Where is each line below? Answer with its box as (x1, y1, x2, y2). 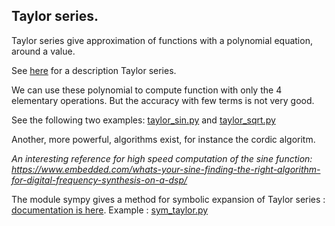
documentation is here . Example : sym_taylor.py (11, 204, 209, 216)
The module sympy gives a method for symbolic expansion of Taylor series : (11, 193, 326, 205)
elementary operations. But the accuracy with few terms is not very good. (11, 94, 315, 106)
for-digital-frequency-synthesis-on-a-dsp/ (11, 174, 188, 186)
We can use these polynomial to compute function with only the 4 (11, 84, 283, 96)
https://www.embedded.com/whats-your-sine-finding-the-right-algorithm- (11, 163, 321, 175)
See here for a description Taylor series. (11, 64, 177, 76)
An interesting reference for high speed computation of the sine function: (11, 152, 313, 164)
